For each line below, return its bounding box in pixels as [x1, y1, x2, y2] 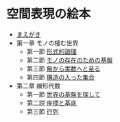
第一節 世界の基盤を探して [26, 90, 101, 98]
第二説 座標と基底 [26, 99, 77, 107]
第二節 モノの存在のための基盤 [26, 56, 113, 64]
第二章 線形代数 [16, 82, 61, 90]
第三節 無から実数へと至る [26, 64, 101, 73]
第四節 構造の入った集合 [26, 73, 95, 81]
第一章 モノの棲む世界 [16, 38, 79, 47]
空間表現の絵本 [6, 6, 91, 22]
